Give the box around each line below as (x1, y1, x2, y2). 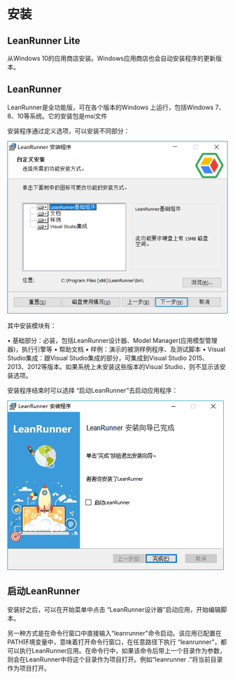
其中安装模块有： (7, 321, 57, 330)
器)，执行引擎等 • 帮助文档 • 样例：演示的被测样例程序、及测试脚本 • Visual (7, 344, 226, 353)
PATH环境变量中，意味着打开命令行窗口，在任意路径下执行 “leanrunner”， (7, 638, 221, 646)
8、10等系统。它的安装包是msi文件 (7, 111, 108, 120)
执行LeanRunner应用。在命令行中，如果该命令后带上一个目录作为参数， (19, 646, 226, 654)
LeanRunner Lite (7, 34, 80, 46)
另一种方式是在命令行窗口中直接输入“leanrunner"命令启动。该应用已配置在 (7, 629, 222, 637)
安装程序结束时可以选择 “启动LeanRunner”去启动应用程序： (7, 386, 178, 394)
